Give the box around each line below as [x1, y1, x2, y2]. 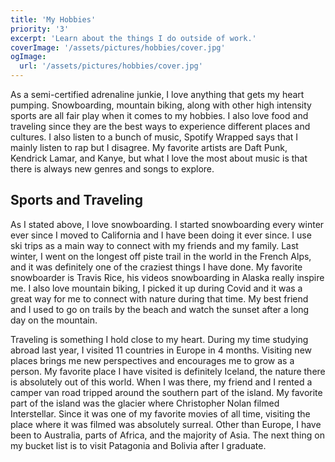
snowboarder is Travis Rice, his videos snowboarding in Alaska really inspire [10, 271, 325, 283]
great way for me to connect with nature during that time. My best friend [10, 292, 309, 305]
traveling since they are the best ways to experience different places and [10, 121, 311, 132]
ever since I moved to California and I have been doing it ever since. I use [10, 229, 312, 241]
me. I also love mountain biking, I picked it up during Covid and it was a [10, 282, 303, 294]
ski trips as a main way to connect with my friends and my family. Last [10, 239, 299, 251]
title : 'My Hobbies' [10, 14, 97, 25]
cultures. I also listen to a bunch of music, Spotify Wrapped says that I [10, 131, 299, 143]
